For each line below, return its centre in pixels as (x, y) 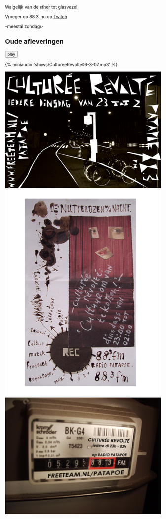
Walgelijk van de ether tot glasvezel (41, 7)
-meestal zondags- (25, 26)
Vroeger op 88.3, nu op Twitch (36, 17)
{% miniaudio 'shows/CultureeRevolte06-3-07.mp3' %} (61, 64)
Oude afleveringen (35, 42)
